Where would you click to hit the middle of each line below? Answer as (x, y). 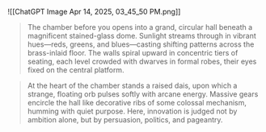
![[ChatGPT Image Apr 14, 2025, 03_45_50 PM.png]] (94, 12)
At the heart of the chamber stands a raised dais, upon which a (132, 85)
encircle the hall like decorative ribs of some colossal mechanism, (137, 103)
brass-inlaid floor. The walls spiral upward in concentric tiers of (133, 53)
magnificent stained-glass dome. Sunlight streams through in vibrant (141, 36)
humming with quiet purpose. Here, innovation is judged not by (132, 111)
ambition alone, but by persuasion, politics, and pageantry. (125, 120)
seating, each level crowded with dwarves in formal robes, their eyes (142, 61)
